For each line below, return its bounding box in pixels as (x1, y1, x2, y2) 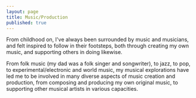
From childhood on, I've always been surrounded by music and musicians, (6, 36, 189, 43)
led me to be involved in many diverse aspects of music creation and (6, 72, 176, 80)
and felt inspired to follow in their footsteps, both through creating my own (6, 42, 189, 49)
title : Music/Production (6, 14, 68, 20)
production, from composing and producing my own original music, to (6, 79, 178, 86)
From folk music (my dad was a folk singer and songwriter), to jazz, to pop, (6, 60, 191, 67)
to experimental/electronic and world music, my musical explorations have (6, 67, 189, 74)
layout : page (6, 8, 39, 15)
